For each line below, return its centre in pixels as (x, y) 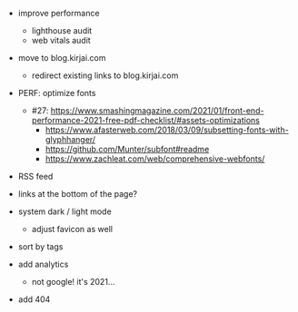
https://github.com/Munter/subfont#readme (127, 149)
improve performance (59, 13)
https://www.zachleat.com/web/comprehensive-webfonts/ (155, 159)
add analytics (43, 264)
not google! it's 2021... (73, 282)
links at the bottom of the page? (78, 194)
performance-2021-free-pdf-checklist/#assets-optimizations (146, 120)
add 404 (34, 299)
